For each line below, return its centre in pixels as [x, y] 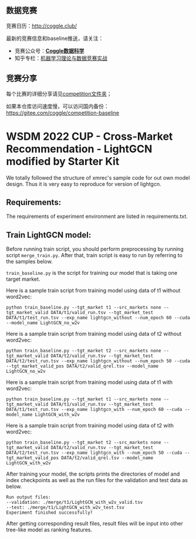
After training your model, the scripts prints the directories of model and [93, 474]
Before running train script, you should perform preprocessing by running [95, 249]
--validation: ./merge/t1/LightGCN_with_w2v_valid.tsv [75, 503]
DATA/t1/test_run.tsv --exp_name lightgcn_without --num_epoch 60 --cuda [98, 318]
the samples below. [29, 262]
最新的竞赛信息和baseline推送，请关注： [55, 38]
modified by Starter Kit [63, 161]
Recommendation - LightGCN [79, 149]
